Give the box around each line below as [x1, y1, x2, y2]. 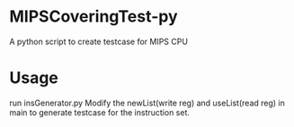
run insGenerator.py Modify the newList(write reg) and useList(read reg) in [9, 97, 286, 108]
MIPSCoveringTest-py [9, 6, 178, 27]
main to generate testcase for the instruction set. [9, 106, 191, 118]
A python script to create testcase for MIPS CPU [9, 36, 189, 47]
